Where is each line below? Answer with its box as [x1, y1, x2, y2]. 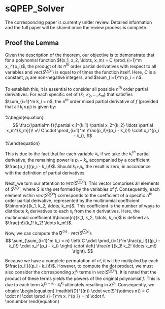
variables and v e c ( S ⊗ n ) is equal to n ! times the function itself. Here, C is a [5, 69, 156, 75]
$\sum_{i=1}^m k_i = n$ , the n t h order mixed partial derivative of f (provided [5, 98, 159, 104]
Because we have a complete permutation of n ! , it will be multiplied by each [5, 258, 159, 264]
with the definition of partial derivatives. [5, 170, 86, 175]
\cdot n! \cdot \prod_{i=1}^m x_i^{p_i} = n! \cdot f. [5, 293, 105, 299]
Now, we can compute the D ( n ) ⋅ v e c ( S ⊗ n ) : [5, 229, 93, 236]
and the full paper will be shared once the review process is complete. [5, 24, 148, 30]
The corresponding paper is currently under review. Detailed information [5, 19, 152, 25]
